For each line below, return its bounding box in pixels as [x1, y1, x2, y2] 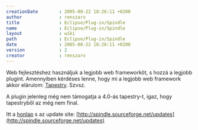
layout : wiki [6, 31, 76, 37]
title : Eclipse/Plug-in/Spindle [6, 19, 126, 25]
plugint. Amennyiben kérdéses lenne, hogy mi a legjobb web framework [6, 75, 181, 82]
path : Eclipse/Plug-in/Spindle [6, 36, 126, 42]
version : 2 [6, 47, 67, 53]
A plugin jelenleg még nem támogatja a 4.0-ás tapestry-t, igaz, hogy [6, 93, 173, 100]
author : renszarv [6, 14, 86, 20]
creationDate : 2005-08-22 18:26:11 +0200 [6, 8, 131, 15]
